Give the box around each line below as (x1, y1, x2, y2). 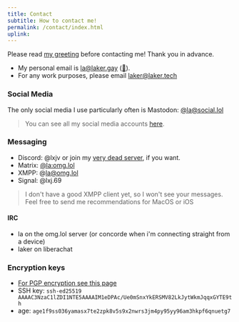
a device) (17, 237, 46, 246)
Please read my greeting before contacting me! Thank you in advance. (7, 50, 215, 59)
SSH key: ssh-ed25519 (17, 286, 82, 295)
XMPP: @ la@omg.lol (17, 168, 78, 177)
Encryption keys (7, 262, 66, 272)
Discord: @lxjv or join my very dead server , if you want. (17, 153, 180, 161)
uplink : (7, 30, 31, 38)
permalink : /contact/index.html (7, 24, 103, 31)
